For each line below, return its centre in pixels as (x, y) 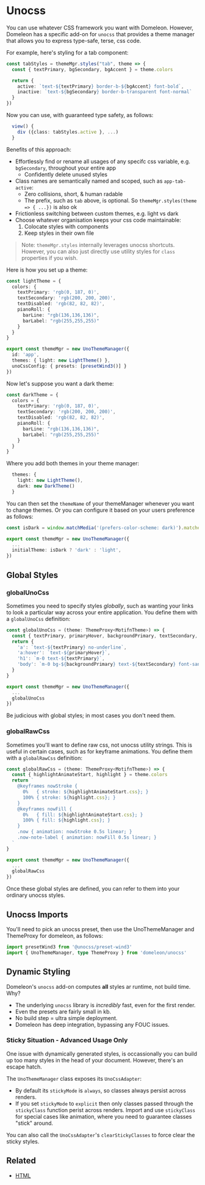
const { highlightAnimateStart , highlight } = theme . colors (90, 775)
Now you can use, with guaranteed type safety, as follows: (80, 115)
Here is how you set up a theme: (47, 270)
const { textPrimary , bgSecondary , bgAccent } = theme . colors (92, 69)
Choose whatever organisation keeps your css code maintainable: (98, 220)
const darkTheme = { (33, 395)
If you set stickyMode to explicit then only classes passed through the (104, 1103)
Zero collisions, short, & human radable (74, 194)
